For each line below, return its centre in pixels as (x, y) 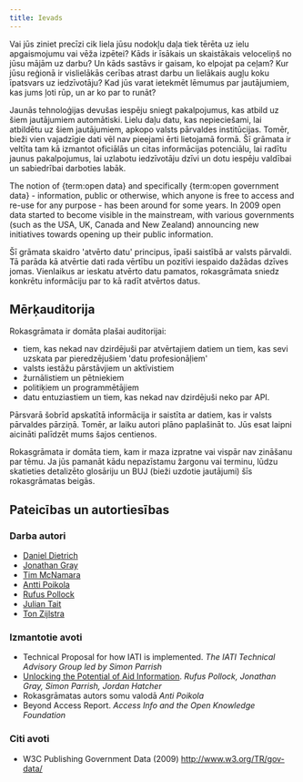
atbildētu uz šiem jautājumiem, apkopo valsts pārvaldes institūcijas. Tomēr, (149, 129)
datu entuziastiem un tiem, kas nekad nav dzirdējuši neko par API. (146, 397)
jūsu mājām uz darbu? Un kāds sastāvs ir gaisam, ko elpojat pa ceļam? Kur (149, 63)
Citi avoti (30, 739)
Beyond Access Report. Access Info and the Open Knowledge (139, 705)
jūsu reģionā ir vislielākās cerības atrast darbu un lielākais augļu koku (140, 73)
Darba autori (38, 536)
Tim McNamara (51, 575)
